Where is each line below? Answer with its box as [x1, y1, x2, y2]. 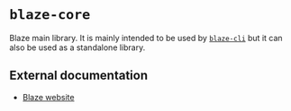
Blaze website [22, 91, 75, 102]
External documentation [9, 68, 149, 83]
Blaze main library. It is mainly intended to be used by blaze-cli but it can [9, 32, 283, 43]
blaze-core [9, 6, 91, 23]
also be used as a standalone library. [9, 42, 146, 53]
